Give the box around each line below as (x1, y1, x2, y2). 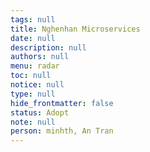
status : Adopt (10, 107, 70, 118)
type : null (10, 89, 56, 99)
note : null (10, 117, 56, 127)
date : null (10, 33, 56, 43)
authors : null (10, 52, 70, 62)
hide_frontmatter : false (10, 98, 114, 108)
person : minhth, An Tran (10, 126, 114, 136)
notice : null (10, 80, 65, 90)
